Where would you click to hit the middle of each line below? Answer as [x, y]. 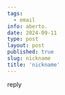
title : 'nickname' [34, 65]
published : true [30, 52]
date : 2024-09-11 [32, 33]
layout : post [26, 45]
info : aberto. [28, 26]
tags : [15, 13]
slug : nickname [29, 59]
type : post [23, 39]
